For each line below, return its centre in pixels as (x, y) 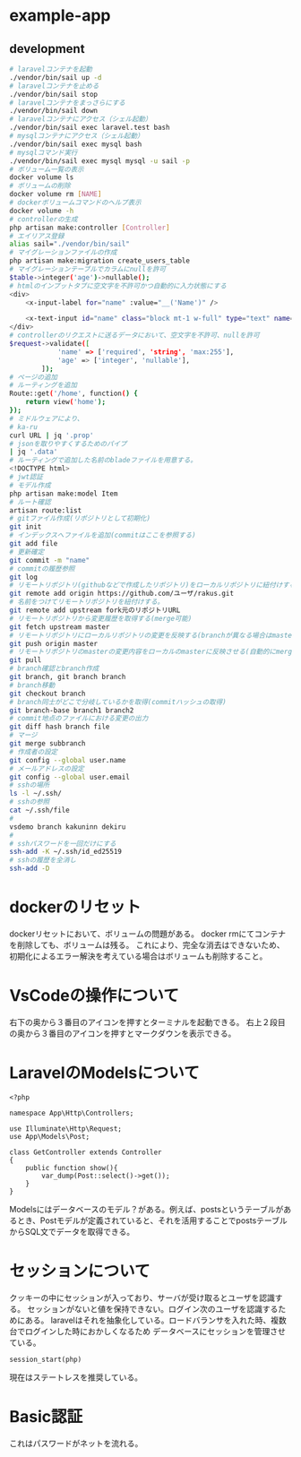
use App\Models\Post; (50, 1136)
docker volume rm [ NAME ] (56, 194)
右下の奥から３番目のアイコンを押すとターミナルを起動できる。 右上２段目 (147, 1022)
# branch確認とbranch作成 (54, 668)
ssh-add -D (30, 869)
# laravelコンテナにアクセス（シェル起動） (81, 119)
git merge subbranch (48, 744)
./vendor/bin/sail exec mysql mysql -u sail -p (100, 161)
